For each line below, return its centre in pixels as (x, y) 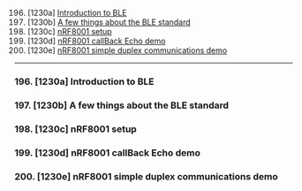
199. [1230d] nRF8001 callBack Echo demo (108, 152)
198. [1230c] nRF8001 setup (76, 129)
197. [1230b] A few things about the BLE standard (121, 105)
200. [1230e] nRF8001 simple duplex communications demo (147, 176)
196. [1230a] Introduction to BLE (84, 81)
